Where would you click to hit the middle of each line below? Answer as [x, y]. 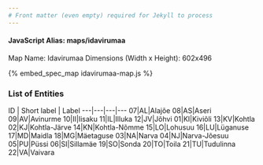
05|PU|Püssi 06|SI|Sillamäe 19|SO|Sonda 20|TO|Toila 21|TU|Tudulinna [122, 144]
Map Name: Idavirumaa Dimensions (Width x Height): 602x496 [110, 58]
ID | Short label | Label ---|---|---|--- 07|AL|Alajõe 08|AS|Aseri [110, 111]
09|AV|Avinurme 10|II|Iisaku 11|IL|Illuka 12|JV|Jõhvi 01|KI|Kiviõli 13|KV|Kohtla [132, 119]
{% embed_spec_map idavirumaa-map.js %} [81, 73]
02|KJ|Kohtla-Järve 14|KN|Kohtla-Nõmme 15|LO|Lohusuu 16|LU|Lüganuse [129, 127]
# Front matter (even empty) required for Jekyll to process [111, 15]
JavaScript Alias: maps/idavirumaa [67, 41]
